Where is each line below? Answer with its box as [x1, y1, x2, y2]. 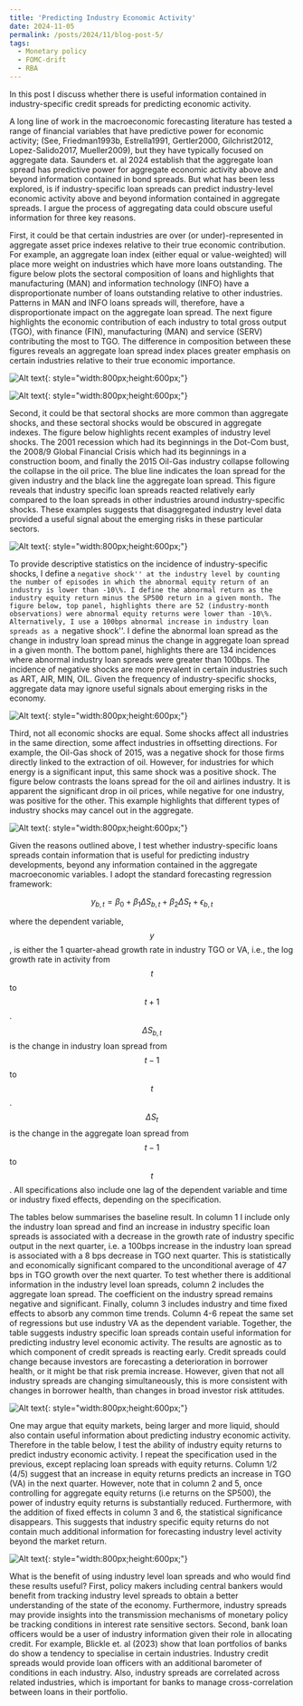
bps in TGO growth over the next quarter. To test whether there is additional [9, 1270, 291, 1281]
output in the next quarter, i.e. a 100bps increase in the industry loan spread [9, 1241, 292, 1252]
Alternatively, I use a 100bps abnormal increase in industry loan [9, 617, 270, 626]
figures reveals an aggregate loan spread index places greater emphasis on [9, 345, 291, 356]
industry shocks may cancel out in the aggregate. [9, 804, 194, 816]
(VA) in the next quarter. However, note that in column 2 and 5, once [9, 1478, 262, 1489]
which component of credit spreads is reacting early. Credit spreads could [9, 1347, 287, 1358]
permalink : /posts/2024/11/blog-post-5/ [9, 30, 165, 39]
